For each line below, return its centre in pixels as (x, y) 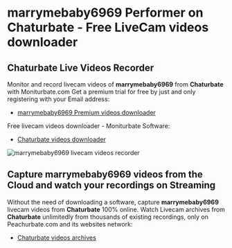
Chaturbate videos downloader (61, 139)
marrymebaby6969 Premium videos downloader (86, 113)
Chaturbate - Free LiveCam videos (108, 27)
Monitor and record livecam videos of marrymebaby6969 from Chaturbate (115, 84)
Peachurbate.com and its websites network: (70, 224)
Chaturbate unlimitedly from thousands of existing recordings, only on (108, 217)
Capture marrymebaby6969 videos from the (105, 175)
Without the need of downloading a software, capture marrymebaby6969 (113, 202)
